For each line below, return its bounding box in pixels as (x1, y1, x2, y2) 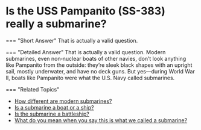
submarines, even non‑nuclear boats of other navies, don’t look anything (5, 55, 187, 62)
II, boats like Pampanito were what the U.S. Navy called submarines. (5, 74, 175, 81)
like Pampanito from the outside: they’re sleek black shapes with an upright (5, 61, 193, 69)
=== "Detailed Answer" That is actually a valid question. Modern (5, 48, 166, 55)
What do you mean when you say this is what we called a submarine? (14, 116, 188, 124)
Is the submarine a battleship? (14, 110, 90, 117)
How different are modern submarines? (14, 97, 112, 105)
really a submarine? (5, 17, 107, 31)
